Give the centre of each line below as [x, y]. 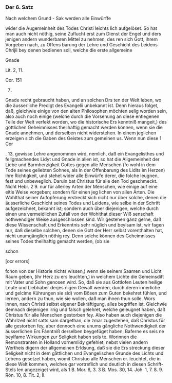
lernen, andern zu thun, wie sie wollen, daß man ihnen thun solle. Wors [80, 299]
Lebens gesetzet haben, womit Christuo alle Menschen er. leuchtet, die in [83, 359]
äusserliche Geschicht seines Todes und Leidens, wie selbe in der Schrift [83, 203]
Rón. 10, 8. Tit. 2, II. [25, 375]
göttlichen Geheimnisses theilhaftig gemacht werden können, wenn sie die [84, 128]
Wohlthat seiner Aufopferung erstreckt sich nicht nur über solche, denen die [86, 198]
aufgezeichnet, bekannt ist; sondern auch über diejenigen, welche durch [82, 208]
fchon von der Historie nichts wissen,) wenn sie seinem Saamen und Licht [83, 271]
